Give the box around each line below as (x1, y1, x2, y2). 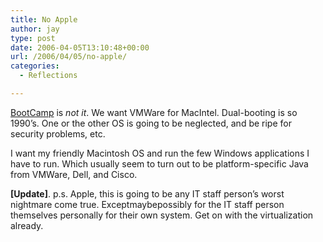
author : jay (10, 24, 60, 34)
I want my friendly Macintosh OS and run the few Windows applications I (10, 147, 310, 159)
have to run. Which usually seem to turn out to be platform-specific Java (10, 157, 309, 170)
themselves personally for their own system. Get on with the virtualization (10, 209, 314, 221)
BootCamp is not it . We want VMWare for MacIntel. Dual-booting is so (10, 106, 298, 118)
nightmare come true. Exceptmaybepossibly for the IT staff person (10, 198, 285, 210)
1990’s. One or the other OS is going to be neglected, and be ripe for (10, 117, 292, 129)
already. (10, 219, 44, 231)
